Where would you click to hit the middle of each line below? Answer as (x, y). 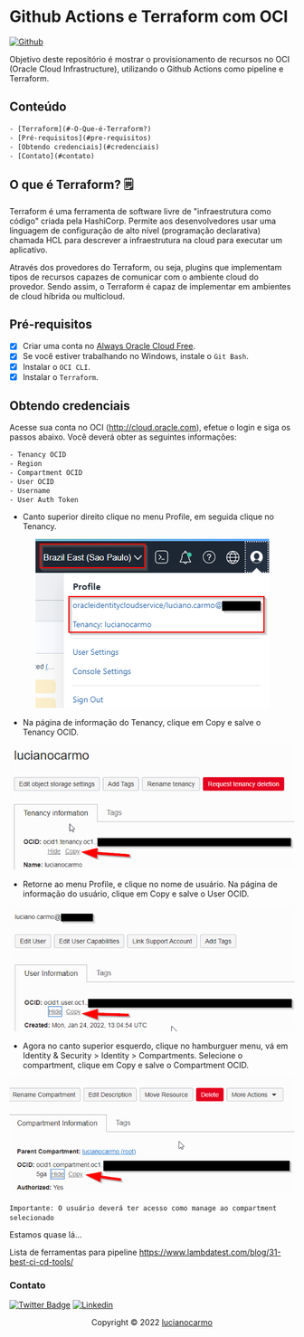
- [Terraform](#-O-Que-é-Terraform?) (81, 128)
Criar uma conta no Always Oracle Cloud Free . (109, 346)
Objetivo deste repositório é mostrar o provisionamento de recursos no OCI (150, 59)
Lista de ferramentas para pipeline (73, 1252)
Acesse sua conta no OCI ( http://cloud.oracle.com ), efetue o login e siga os (150, 428)
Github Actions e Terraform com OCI (149, 17)
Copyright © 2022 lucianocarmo (152, 1323)
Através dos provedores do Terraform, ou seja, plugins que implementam (146, 267)
